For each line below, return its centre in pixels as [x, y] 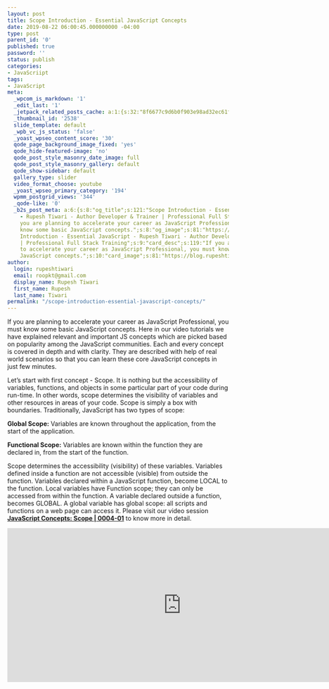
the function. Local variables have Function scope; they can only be [105, 488]
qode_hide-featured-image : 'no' [61, 151]
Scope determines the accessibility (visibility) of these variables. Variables [115, 466]
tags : [15, 79]
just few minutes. [32, 367]
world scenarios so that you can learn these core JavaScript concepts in [112, 359]
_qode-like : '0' [37, 204]
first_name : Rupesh [42, 289]
